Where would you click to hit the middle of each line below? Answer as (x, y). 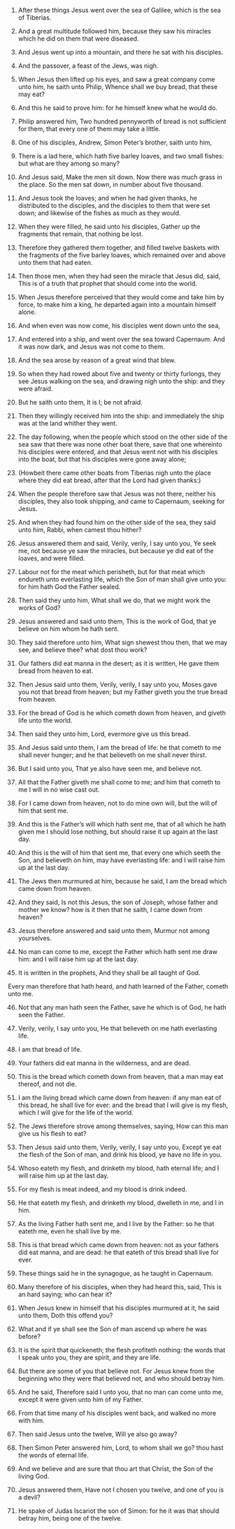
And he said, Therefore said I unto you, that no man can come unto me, (121, 1392)
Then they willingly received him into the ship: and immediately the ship (121, 416)
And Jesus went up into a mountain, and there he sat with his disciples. (120, 52)
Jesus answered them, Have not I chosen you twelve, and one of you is (121, 1490)
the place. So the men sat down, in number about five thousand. (111, 184)
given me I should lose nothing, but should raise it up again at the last (118, 831)
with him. (31, 1420)
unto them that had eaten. (55, 263)
